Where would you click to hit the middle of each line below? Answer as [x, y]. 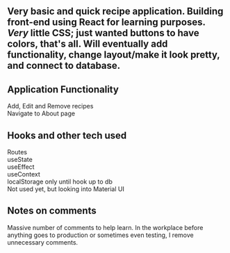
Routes [17, 152]
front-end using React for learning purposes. [106, 23]
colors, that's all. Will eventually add [88, 44]
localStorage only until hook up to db [60, 182]
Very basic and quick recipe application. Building [115, 11]
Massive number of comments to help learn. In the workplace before [105, 227]
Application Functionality [63, 89]
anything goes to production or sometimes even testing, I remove [100, 235]
